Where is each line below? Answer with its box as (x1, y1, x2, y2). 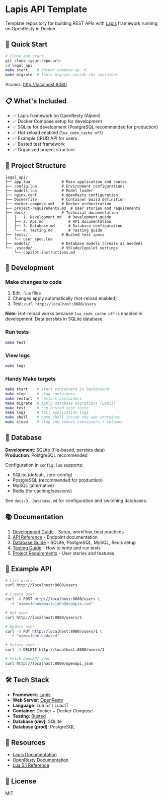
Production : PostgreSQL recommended (5, 452, 88, 458)
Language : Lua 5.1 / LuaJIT (12, 702, 69, 708)
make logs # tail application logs (5, 410, 89, 415)
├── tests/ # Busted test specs (5, 232, 105, 237)
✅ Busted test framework (12, 141, 65, 147)
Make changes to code (5, 279, 62, 286)
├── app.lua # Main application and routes (5, 179, 127, 184)
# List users (5, 578, 33, 583)
